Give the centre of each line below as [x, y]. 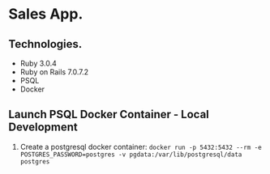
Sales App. [46, 14]
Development [43, 127]
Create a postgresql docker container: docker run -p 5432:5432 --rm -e [141, 146]
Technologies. [45, 44]
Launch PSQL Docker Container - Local [109, 115]
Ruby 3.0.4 [38, 63]
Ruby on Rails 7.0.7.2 [54, 72]
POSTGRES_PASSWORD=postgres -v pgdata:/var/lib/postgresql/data [131, 155]
